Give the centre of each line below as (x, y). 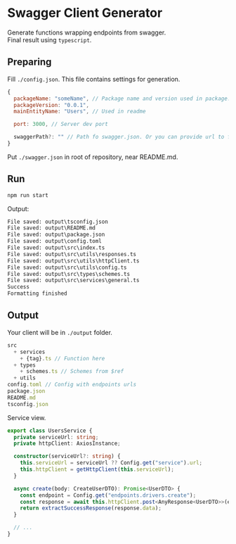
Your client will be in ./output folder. (60, 332)
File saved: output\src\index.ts (56, 248)
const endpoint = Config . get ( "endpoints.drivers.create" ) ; (108, 495)
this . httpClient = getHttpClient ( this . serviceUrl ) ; (97, 469)
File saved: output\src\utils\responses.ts (72, 254)
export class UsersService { (50, 431)
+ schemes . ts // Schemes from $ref (72, 372)
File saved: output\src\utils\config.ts (67, 267)
